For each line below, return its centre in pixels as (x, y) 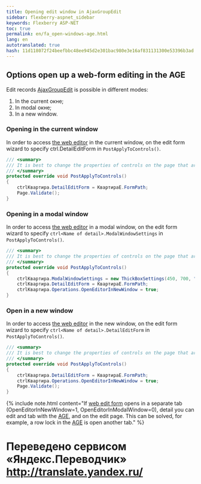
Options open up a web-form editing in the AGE (96, 75)
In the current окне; (39, 101)
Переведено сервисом (66, 447)
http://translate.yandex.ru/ (75, 472)
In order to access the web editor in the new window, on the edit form (92, 323)
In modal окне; (33, 107)
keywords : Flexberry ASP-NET (42, 23)
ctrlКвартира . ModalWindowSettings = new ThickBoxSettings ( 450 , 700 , (104, 279)
